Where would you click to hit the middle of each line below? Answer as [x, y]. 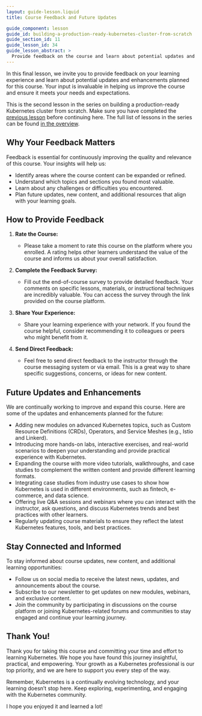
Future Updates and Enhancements [74, 392]
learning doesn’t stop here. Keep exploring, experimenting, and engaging [97, 688]
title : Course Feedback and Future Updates [62, 17]
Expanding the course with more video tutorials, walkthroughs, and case [105, 463]
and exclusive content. [43, 598]
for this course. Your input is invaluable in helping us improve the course [96, 86]
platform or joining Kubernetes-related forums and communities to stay [103, 611]
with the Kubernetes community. [47, 694]
